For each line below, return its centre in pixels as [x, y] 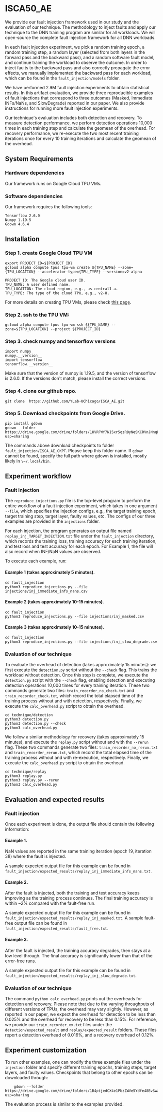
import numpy [18, 352]
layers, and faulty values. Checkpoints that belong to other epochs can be [79, 1072]
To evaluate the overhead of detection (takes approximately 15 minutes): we [81, 665]
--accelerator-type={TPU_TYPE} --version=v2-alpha [90, 272]
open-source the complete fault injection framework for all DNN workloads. [81, 38]
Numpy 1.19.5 [18, 220]
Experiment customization [46, 1050]
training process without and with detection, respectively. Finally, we [73, 701]
